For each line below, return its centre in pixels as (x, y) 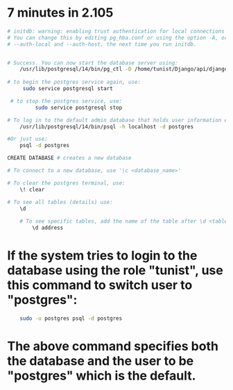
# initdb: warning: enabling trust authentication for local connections (116, 31)
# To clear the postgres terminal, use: (67, 183)
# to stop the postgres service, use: (66, 101)
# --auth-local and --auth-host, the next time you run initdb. (102, 44)
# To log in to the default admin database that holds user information (114, 120)
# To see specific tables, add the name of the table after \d (113, 221)
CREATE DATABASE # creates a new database (69, 158)
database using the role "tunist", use (115, 270)
